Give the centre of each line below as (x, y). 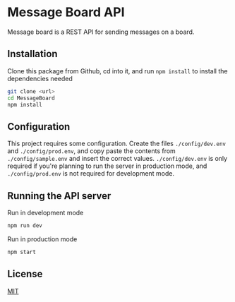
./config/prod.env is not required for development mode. (91, 174)
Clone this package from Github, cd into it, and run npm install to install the (117, 71)
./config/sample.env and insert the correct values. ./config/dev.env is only (117, 159)
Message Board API (66, 12)
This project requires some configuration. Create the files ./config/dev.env (116, 144)
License (25, 274)
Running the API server (59, 196)
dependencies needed (40, 78)
